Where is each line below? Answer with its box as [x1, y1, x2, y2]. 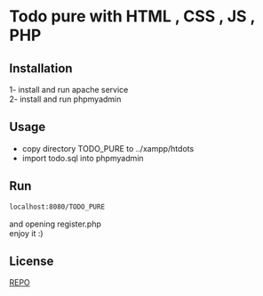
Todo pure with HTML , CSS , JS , [9, 6, 256, 27]
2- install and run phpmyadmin [9, 94, 122, 104]
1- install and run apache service [9, 85, 129, 95]
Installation [9, 61, 73, 76]
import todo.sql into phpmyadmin [21, 152, 144, 163]
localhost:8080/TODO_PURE [9, 202, 105, 211]
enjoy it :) [9, 227, 44, 238]
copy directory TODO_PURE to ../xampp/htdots [21, 143, 195, 153]
